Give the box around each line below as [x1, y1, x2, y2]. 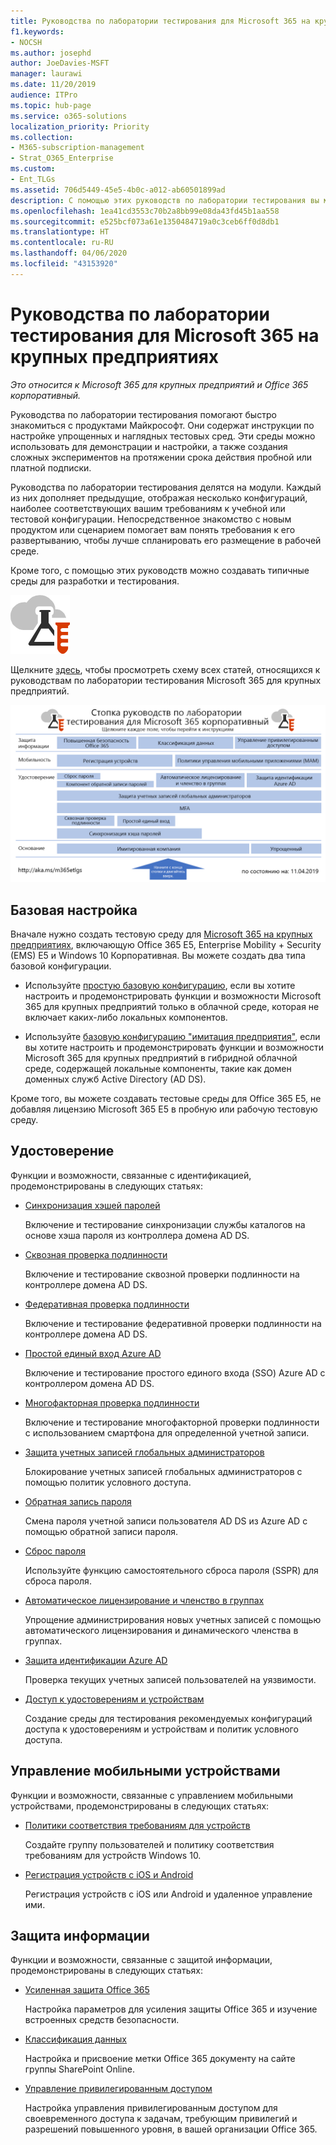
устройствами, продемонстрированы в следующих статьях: [10, 1800, 270, 1812]
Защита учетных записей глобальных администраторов [24, 1446, 265, 1458]
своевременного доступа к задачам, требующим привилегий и [24, 2113, 298, 2125]
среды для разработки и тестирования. [10, 575, 180, 587]
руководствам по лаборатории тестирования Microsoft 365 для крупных [10, 674, 322, 686]
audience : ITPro [10, 90, 78, 100]
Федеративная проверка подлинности [24, 1298, 190, 1310]
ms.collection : [10, 132, 74, 142]
